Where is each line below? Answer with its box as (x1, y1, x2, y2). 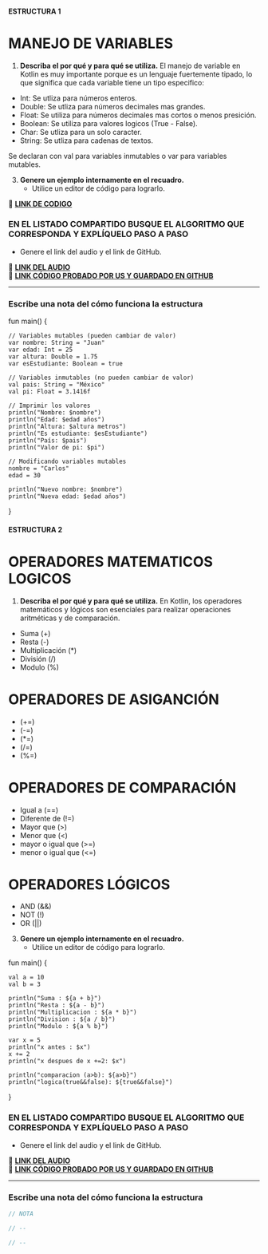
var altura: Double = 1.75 (8, 353, 98, 361)
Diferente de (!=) (19, 813, 75, 823)
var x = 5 (8, 1036, 41, 1045)
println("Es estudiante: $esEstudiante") (8, 429, 148, 438)
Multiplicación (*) (19, 645, 77, 655)
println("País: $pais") (8, 437, 88, 445)
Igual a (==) (19, 805, 59, 814)
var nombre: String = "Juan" (8, 339, 105, 347)
